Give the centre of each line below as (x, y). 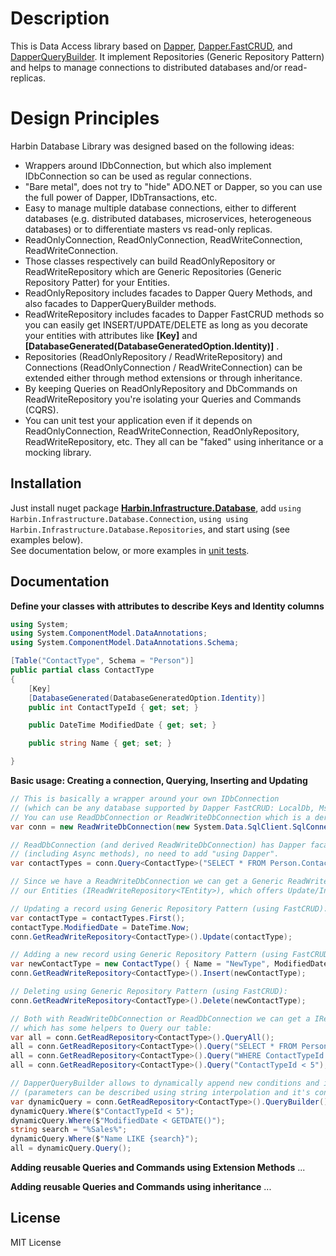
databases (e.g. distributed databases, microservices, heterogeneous (168, 218)
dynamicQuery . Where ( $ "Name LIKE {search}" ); (104, 1139)
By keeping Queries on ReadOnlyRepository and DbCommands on (161, 388)
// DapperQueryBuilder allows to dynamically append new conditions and (165, 1083)
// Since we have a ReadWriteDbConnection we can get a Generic (147, 882)
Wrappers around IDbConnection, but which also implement (148, 165)
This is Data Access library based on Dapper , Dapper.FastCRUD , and (151, 46)
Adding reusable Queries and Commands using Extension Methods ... (158, 1167)
